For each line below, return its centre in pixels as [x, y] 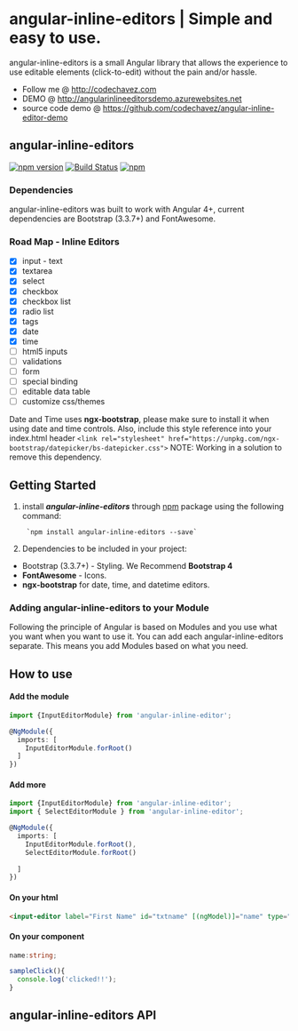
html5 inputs [45, 351]
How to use [41, 674]
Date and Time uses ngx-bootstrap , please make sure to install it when [139, 420]
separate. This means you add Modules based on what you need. [129, 646]
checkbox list [46, 301]
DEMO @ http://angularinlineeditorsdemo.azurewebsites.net [132, 99]
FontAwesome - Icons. [64, 575]
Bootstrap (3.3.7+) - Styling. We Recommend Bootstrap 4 [127, 566]
